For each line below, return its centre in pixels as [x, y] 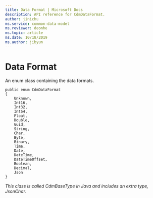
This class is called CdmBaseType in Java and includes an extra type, [77, 186]
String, [22, 129]
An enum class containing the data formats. [50, 81]
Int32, [21, 107]
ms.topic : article [24, 33]
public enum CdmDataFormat [33, 90]
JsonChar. [16, 191]
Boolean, [23, 164]
